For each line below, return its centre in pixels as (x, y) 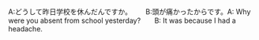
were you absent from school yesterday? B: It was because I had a (122, 20)
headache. (26, 29)
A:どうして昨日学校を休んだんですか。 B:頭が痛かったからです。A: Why (129, 12)
